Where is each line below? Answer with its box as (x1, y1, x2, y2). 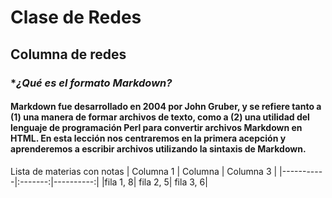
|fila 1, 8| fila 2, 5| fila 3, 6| (101, 176, 208, 188)
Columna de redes (10, 46, 127, 63)
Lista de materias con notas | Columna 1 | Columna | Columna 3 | (10, 165, 278, 177)
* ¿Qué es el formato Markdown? (10, 76, 173, 90)
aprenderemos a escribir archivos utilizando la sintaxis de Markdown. (10, 143, 307, 155)
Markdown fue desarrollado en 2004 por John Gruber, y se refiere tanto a (10, 101, 322, 113)
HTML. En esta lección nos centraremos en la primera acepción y (10, 132, 287, 145)
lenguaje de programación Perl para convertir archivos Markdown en (10, 122, 303, 134)
